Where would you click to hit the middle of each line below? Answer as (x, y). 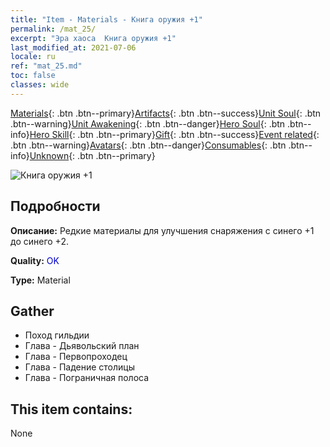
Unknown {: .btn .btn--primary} (92, 155)
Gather (32, 311)
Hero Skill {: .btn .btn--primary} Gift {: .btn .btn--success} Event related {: (174, 134)
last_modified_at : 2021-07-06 (73, 47)
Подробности (55, 206)
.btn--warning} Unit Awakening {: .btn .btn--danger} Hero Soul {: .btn (148, 123)
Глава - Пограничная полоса (87, 378)
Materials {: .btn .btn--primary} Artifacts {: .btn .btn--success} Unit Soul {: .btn (166, 113)
